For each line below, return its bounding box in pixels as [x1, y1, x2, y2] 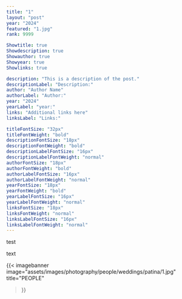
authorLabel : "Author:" [6, 93, 67, 99]
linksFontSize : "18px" [6, 205, 64, 211]
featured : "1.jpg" [6, 25, 53, 32]
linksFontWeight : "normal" [6, 210, 75, 217]
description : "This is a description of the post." [6, 76, 140, 82]
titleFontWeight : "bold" [6, 131, 69, 138]
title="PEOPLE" [6, 275, 44, 282]
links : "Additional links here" [6, 110, 88, 116]
